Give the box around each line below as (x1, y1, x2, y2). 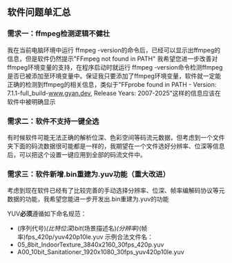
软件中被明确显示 (7, 97, 56, 105)
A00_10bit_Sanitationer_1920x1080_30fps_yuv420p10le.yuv (17, 248, 184, 256)
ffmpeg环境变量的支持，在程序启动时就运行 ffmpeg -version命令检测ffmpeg (7, 63, 223, 71)
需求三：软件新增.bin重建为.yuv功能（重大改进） (7, 169, 171, 179)
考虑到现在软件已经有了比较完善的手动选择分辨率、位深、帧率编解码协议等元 (7, 187, 225, 195)
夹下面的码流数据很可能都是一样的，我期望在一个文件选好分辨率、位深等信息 (7, 142, 225, 150)
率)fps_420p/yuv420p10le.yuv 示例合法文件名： (17, 233, 154, 241)
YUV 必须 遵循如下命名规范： (7, 209, 87, 218)
